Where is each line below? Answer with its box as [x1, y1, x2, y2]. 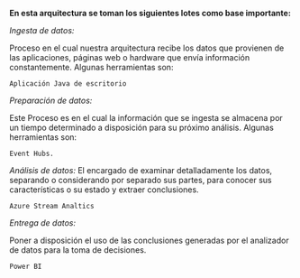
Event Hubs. [9, 149, 54, 158]
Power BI [9, 262, 42, 271]
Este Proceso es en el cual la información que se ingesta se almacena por [9, 113, 284, 123]
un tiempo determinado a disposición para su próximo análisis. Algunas [9, 122, 275, 133]
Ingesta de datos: [9, 25, 75, 35]
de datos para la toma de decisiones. [9, 245, 147, 255]
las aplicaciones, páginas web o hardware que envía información [9, 52, 250, 62]
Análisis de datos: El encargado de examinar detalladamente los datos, [9, 165, 273, 175]
